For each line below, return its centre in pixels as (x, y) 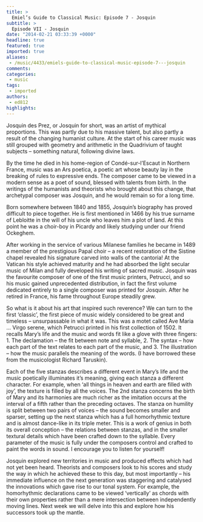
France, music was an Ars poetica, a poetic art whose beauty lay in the (95, 169)
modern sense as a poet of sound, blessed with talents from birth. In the (96, 182)
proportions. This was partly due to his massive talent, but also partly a (95, 132)
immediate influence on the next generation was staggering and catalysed (99, 480)
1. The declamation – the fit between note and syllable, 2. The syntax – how (100, 340)
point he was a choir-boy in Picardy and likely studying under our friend (96, 226)
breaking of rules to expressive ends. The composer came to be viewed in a (101, 176)
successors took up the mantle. (45, 512)
